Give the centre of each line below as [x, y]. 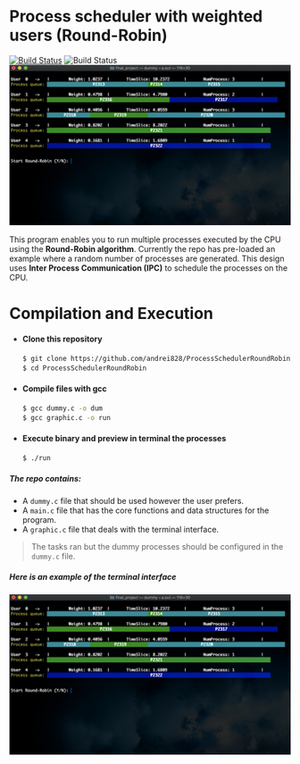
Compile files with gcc [64, 388]
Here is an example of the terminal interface [93, 576]
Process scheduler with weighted [136, 17]
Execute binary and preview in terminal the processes [124, 438]
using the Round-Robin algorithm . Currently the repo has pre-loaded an [142, 248]
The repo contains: [46, 478]
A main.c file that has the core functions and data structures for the [146, 510]
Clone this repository [62, 339]
